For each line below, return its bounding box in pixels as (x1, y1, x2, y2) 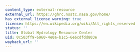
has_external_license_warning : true (5, 16, 81, 21)
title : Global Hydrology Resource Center (5, 30, 93, 35)
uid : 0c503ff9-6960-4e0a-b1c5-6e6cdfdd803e (5, 35, 97, 40)
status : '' (5, 26, 28, 31)
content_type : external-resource (5, 7, 75, 12)
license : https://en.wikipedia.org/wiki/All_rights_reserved (5, 21, 135, 26)
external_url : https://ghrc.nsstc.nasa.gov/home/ (5, 12, 111, 17)
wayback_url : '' (5, 40, 39, 45)
